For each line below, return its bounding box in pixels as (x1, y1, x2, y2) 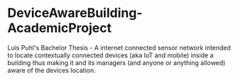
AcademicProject (7, 20, 112, 36)
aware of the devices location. (7, 66, 96, 74)
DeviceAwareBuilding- (7, 5, 143, 21)
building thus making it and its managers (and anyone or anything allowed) (7, 58, 226, 67)
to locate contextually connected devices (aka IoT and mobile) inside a (7, 51, 214, 59)
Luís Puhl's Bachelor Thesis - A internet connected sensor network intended (7, 43, 231, 52)
